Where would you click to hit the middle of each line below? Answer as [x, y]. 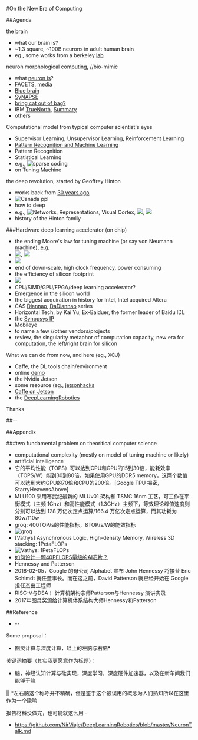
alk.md [23, 731]
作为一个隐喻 [22, 700]
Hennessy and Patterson [44, 564]
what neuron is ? [34, 78]
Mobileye [26, 325]
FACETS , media [33, 84]
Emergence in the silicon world [52, 293]
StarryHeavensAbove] [42, 489]
